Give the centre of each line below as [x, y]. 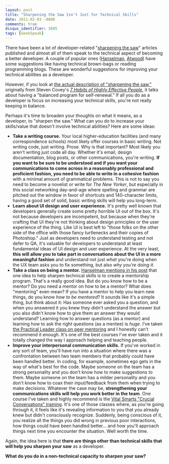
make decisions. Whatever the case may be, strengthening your [80, 388]
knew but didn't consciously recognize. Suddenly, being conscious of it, [87, 415]
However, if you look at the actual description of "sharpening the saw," [78, 84]
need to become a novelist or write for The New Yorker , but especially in [88, 184]
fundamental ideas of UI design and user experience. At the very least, [86, 249]
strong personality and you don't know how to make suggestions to [82, 372]
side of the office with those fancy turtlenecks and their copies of [80, 233]
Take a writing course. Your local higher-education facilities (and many [87, 136]
